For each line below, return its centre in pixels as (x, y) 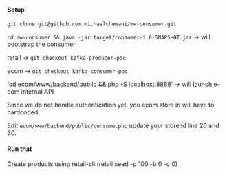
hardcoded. (23, 112)
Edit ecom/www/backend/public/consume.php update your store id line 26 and (113, 126)
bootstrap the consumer (41, 44)
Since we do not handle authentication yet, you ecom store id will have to (111, 105)
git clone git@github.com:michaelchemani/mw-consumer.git (92, 24)
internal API (37, 92)
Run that (20, 149)
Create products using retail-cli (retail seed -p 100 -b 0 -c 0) (93, 164)
